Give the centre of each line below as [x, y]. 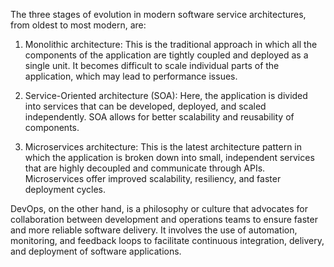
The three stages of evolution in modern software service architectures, [158, 14]
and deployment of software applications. [96, 251]
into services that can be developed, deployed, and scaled [145, 106]
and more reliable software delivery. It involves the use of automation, [154, 230]
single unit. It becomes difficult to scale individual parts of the [152, 65]
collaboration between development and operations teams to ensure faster [164, 219]
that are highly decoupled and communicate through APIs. [145, 168]
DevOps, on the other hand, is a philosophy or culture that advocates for [159, 208]
